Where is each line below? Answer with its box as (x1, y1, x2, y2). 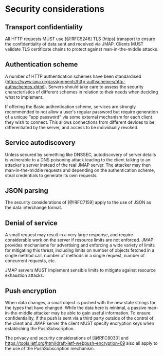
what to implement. (5, 94, 44, 100)
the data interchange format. (5, 204, 62, 211)
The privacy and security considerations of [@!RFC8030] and (5, 335, 129, 341)
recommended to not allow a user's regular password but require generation (5, 109, 158, 114)
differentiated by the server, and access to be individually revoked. (5, 124, 139, 130)
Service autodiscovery (5, 138, 75, 147)
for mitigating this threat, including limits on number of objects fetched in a (5, 247, 155, 253)
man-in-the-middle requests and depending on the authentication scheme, (5, 167, 156, 173)
